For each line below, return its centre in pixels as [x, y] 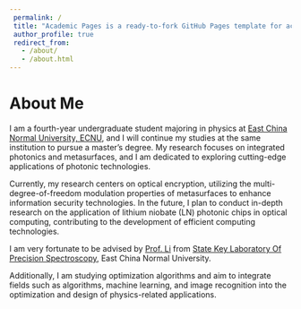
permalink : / [38, 17]
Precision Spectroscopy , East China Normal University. [111, 258]
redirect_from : [41, 43]
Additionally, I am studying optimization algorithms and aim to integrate [140, 275]
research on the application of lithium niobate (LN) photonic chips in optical [148, 212]
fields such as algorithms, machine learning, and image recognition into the [148, 285]
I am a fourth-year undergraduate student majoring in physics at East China [149, 128]
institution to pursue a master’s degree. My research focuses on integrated [147, 147]
